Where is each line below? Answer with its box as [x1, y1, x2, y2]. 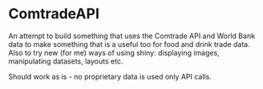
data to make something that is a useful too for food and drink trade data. [8, 39, 250, 48]
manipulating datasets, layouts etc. [8, 56, 123, 66]
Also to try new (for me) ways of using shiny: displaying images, [8, 48, 221, 57]
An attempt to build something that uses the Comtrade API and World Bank [8, 31, 255, 41]
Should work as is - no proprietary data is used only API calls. [8, 72, 212, 81]
